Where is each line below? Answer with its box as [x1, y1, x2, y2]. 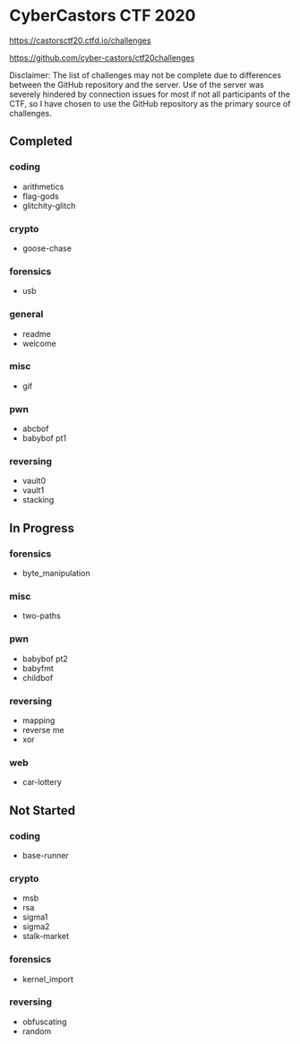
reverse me [21, 724, 64, 735]
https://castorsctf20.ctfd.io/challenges [9, 35, 151, 46]
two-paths [21, 610, 61, 621]
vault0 [21, 476, 47, 487]
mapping [21, 714, 56, 726]
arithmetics [21, 181, 64, 192]
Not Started [9, 803, 76, 818]
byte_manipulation [21, 568, 91, 579]
